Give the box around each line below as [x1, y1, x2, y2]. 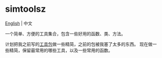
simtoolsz [5, 3, 46, 15]
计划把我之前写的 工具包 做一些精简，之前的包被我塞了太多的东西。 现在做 [5, 41, 153, 47]
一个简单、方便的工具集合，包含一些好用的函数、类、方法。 [5, 30, 126, 36]
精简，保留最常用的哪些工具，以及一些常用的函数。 [9, 47, 113, 53]
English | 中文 [5, 20, 33, 26]
